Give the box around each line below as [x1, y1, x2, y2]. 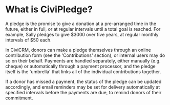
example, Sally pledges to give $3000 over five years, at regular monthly [5, 31, 159, 37]
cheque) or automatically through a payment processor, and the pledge [5, 63, 156, 69]
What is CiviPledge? [5, 4, 93, 15]
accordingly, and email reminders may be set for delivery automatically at [5, 83, 160, 90]
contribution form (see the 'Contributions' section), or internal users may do [5, 52, 165, 58]
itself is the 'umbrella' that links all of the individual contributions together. [5, 68, 161, 75]
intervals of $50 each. [5, 37, 52, 43]
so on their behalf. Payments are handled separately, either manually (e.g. [5, 57, 161, 64]
